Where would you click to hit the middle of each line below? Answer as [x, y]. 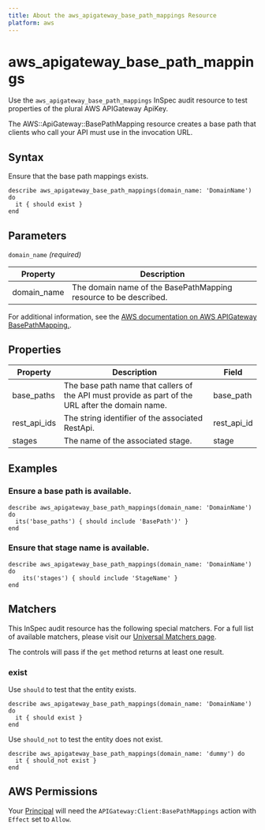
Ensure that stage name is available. [79, 548]
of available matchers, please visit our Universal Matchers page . [112, 637]
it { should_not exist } [56, 761]
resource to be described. [120, 297]
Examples [33, 469]
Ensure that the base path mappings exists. [78, 176]
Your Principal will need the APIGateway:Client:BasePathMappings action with [132, 810]
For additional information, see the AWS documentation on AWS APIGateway [132, 317]
